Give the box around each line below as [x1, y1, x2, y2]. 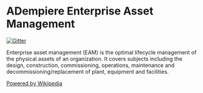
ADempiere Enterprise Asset [6, 4, 154, 18]
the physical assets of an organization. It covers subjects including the [6, 55, 183, 62]
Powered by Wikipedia [6, 80, 63, 87]
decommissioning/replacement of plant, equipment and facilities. [6, 68, 169, 75]
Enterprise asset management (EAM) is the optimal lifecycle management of [6, 48, 197, 56]
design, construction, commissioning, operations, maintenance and [6, 62, 175, 69]
